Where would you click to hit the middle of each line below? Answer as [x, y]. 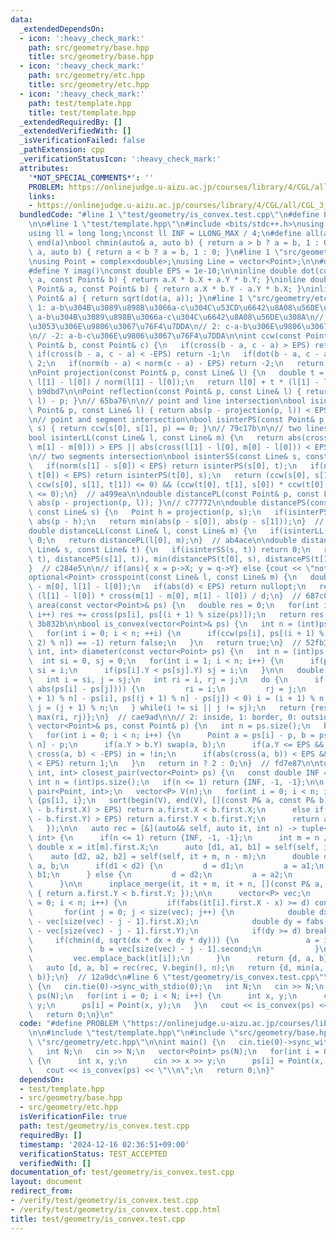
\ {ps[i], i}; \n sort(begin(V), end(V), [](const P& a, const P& [171, 801]
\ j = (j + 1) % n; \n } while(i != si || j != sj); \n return [167, 707]
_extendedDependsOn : [62, 29]
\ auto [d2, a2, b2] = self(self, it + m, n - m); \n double [174, 856]
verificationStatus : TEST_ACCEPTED [93, 1154]
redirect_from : [42, 1191]
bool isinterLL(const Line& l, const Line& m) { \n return [156, 438]
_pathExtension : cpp [62, 150]
